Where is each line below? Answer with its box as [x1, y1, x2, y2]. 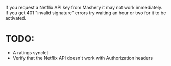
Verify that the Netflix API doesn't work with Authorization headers [12, 55, 153, 61]
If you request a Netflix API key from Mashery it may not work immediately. [5, 5, 163, 10]
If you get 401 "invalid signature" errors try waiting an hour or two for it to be [5, 10, 166, 16]
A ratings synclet [12, 49, 48, 55]
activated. [5, 15, 27, 21]
